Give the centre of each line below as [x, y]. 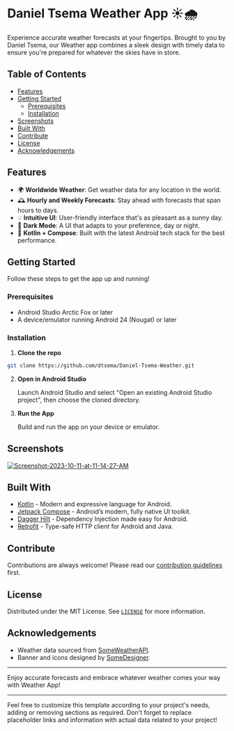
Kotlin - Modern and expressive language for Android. [94, 504]
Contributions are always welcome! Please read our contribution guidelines [115, 565]
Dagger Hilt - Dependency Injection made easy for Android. [103, 519]
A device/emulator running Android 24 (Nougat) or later [97, 319]
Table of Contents [47, 74]
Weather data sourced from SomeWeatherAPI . [84, 650]
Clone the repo [39, 352]
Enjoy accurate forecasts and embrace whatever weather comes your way [114, 677]
